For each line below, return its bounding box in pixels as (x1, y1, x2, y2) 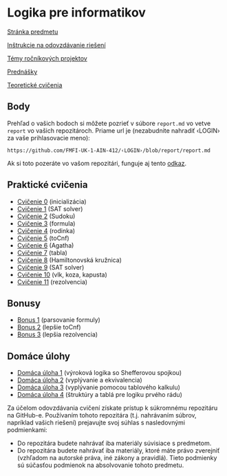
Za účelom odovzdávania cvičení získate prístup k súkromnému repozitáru (7, 404, 218, 412)
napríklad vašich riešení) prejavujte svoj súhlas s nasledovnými (7, 418, 186, 427)
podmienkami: (7, 426, 47, 434)
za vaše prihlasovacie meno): (7, 133, 91, 142)
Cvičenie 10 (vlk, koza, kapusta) (17, 270, 108, 279)
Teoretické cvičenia (7, 80, 63, 89)
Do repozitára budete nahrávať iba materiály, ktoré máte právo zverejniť (17, 446, 220, 455)
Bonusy (7, 297, 41, 309)
